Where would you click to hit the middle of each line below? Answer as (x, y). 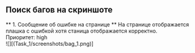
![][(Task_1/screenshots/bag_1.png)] (50, 43)
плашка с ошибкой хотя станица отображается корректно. (82, 31)
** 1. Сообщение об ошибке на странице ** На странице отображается (97, 24)
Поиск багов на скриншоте (59, 10)
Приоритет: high (27, 37)
